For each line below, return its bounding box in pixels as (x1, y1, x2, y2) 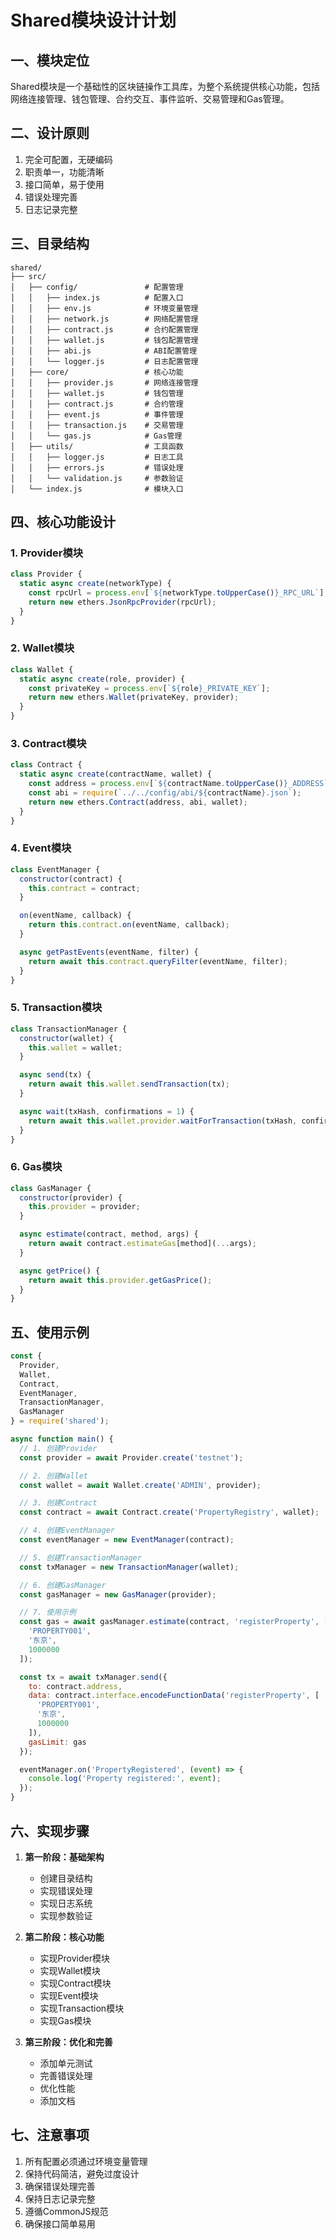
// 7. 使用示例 (19, 1607, 77, 1618)
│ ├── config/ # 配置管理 (10, 282, 184, 292)
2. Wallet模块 (10, 641, 75, 655)
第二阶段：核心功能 (24, 1931, 105, 1943)
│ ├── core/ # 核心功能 (10, 367, 184, 377)
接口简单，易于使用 (24, 178, 105, 190)
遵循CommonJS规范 (24, 2205, 109, 2217)
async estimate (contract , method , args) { (19, 1229, 199, 1240)
